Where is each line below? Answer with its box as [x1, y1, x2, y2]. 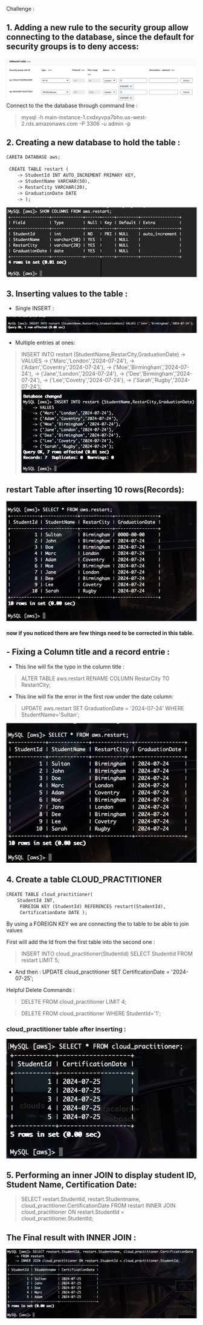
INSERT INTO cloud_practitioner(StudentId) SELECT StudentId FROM [21, 950, 193, 957]
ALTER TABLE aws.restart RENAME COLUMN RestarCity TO [21, 675, 170, 682]
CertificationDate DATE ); [19, 909, 88, 915]
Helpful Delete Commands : [6, 986, 75, 993]
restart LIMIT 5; [21, 956, 60, 964]
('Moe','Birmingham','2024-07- [112, 364, 190, 371]
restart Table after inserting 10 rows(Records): [6, 485, 184, 495]
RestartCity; [21, 681, 51, 689]
